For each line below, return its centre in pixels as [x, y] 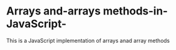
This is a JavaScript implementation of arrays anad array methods [88, 40]
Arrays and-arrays [54, 11]
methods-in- [135, 11]
